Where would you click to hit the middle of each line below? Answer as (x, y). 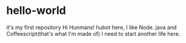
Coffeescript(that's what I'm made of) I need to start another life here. (93, 33)
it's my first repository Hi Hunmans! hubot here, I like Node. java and (91, 27)
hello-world (36, 11)
